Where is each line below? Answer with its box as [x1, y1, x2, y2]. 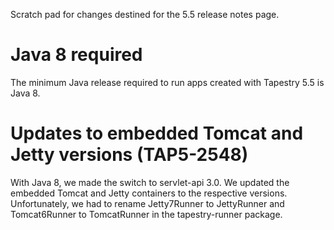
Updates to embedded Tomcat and [10, 122, 304, 145]
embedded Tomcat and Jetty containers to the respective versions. [10, 187, 288, 199]
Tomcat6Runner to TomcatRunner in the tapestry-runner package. [10, 208, 283, 220]
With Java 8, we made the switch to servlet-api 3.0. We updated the [10, 176, 290, 188]
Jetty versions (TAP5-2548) [10, 144, 249, 166]
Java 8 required [10, 44, 143, 66]
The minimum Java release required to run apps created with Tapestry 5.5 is [10, 76, 325, 88]
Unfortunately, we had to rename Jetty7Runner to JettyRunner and [10, 197, 285, 209]
